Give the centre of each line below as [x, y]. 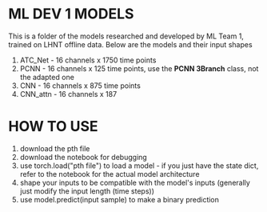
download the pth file [55, 148]
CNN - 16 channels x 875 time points [80, 86]
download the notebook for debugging [84, 157]
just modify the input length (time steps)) [87, 191]
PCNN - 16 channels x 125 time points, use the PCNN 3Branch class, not [139, 68]
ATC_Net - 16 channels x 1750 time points [88, 60]
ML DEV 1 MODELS [71, 14]
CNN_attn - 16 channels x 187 [68, 94]
